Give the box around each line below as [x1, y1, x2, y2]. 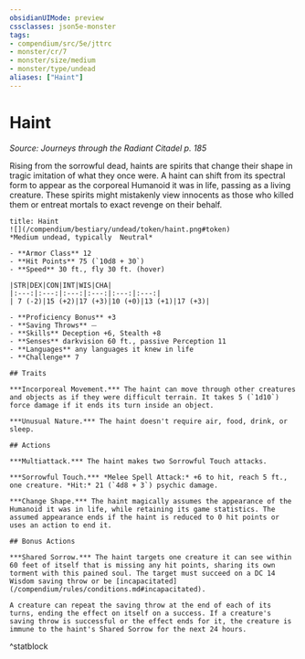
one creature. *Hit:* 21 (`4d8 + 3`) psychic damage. [9, 481, 219, 490]
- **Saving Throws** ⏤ [9, 321, 98, 330]
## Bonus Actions [9, 537, 76, 546]
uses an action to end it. [9, 520, 112, 530]
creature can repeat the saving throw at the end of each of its [17, 601, 272, 610]
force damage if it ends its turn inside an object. [9, 400, 215, 409]
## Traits [9, 368, 47, 377]
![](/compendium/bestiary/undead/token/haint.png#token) [9, 225, 231, 234]
